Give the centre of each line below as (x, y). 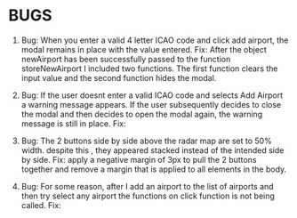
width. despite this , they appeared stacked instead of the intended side (153, 150)
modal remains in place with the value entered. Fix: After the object (144, 49)
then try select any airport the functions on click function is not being (148, 196)
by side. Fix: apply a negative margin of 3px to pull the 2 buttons (139, 159)
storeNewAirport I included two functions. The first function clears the (149, 69)
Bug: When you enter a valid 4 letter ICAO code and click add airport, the (155, 40)
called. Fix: (41, 205)
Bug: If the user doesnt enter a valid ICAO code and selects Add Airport (152, 95)
